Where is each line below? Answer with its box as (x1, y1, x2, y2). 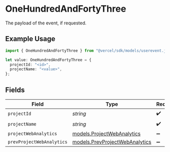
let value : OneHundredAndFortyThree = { (5, 57, 92, 63)
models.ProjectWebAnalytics (72, 130, 141, 137)
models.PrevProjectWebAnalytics (72, 138, 152, 145)
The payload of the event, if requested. (5, 20, 87, 26)
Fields (5, 85, 25, 94)
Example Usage (5, 35, 56, 43)
